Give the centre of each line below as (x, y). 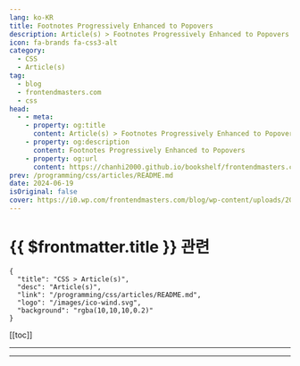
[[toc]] (21, 335)
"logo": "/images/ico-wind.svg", (79, 303)
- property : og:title (65, 126)
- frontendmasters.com (59, 92)
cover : (21, 200)
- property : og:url (62, 158)
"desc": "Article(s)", (59, 287)
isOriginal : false (43, 192)
